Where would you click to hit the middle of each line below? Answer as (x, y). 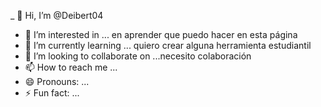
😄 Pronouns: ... (57, 81)
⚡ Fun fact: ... (52, 93)
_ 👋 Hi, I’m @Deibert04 (57, 15)
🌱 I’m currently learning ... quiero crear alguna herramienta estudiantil (168, 45)
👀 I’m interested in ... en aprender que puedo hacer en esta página (161, 34)
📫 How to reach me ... (71, 67)
